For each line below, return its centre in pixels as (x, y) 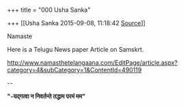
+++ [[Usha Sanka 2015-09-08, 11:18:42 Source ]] (76, 23)
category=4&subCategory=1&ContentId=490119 (74, 70)
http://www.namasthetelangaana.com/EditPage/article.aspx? (92, 63)
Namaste (20, 36)
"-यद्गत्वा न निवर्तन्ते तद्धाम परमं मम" (46, 96)
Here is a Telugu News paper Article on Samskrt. (76, 49)
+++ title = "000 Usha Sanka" (49, 10)
